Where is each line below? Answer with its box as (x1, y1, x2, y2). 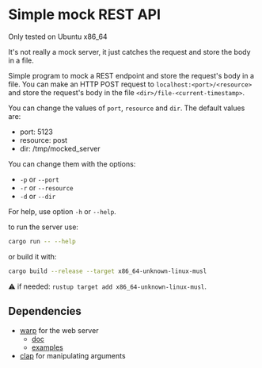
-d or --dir (19, 191, 56, 201)
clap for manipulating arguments (19, 351, 126, 360)
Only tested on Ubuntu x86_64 (8, 32, 108, 41)
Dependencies (8, 305, 82, 318)
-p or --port (19, 174, 59, 184)
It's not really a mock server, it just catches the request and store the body (8, 47, 251, 56)
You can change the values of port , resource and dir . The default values (8, 103, 245, 113)
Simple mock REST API (8, 6, 161, 24)
